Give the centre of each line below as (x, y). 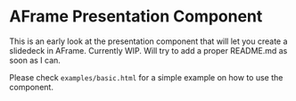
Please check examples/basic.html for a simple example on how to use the (146, 77)
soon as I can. (35, 60)
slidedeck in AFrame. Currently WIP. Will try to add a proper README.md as (148, 50)
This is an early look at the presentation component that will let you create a (148, 41)
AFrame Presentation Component (136, 17)
